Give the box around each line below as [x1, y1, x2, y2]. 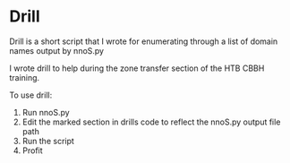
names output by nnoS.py [9, 45, 105, 56]
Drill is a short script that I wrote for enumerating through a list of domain [9, 36, 278, 47]
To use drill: [9, 90, 53, 100]
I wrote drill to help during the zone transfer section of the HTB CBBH [9, 63, 265, 73]
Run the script [21, 135, 74, 146]
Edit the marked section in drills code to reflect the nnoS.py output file [21, 116, 281, 127]
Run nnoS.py [21, 107, 70, 117]
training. [9, 72, 40, 82]
